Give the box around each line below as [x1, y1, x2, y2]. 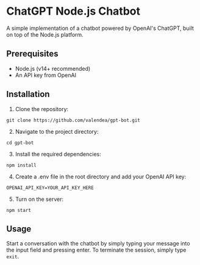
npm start [6, 207, 32, 213]
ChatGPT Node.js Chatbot [6, 4, 141, 18]
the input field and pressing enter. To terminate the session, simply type [6, 246, 187, 254]
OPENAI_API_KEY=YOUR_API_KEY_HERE [6, 184, 95, 191]
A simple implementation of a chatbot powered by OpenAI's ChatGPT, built [6, 24, 194, 32]
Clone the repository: [15, 105, 69, 112]
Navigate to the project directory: [15, 128, 99, 135]
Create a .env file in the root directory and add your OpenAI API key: [15, 173, 187, 180]
